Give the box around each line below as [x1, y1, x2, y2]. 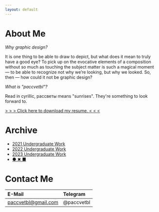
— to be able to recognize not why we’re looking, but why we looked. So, [5, 69, 151, 75]
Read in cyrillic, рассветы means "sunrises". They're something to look [5, 93, 148, 99]
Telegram [63, 191, 86, 197]
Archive [5, 124, 38, 136]
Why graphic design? [5, 44, 48, 50]
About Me [5, 28, 46, 39]
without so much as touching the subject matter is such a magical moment [5, 64, 154, 70]
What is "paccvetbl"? [5, 84, 48, 89]
